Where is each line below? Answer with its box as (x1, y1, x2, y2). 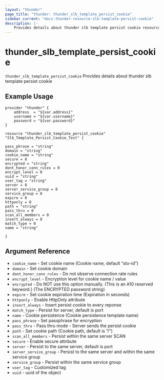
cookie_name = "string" (5, 152, 54, 157)
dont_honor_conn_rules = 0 (5, 165, 60, 170)
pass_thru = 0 (5, 208, 34, 213)
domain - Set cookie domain (12, 265, 67, 271)
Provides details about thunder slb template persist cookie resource (14, 25, 161, 30)
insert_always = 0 (5, 216, 42, 222)
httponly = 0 (5, 199, 32, 205)
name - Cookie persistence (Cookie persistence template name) (12, 312, 139, 318)
